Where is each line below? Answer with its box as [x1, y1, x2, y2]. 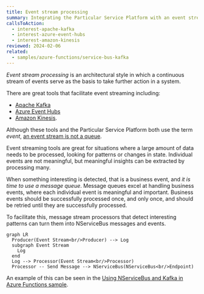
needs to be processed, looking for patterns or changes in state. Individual [6, 151, 193, 158]
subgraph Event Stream [12, 242, 69, 248]
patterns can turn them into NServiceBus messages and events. [6, 220, 166, 227]
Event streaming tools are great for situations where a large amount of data [6, 144, 194, 151]
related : [6, 49, 29, 55]
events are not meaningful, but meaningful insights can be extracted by [6, 157, 185, 165]
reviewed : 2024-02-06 [6, 43, 61, 49]
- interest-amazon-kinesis [12, 37, 80, 43]
